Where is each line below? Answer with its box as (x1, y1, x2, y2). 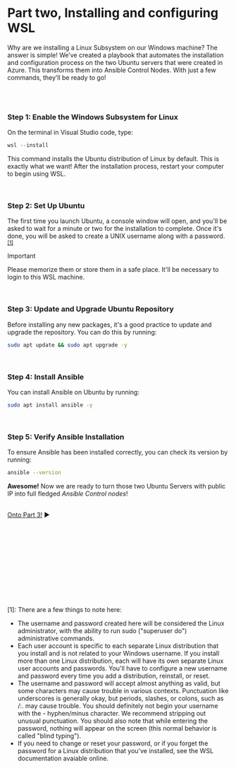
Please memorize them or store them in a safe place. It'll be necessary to (7, 265, 219, 274)
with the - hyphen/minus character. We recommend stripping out (17, 709, 206, 717)
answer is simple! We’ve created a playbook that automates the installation (7, 51, 224, 59)
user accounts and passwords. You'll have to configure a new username (17, 664, 228, 672)
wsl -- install (7, 142, 49, 149)
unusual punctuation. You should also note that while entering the (17, 716, 208, 725)
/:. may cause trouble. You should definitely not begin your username (17, 701, 218, 710)
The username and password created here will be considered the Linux (17, 619, 225, 628)
